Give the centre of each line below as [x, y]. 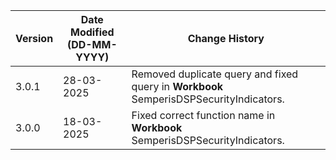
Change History [226, 38]
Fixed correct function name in [203, 115]
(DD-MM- [92, 44]
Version [34, 38]
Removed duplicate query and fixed [215, 74]
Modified [92, 32]
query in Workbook [177, 86]
